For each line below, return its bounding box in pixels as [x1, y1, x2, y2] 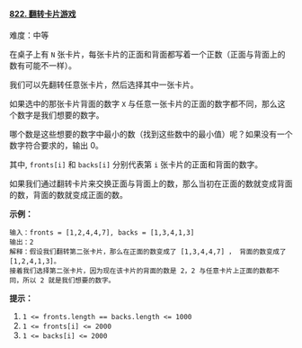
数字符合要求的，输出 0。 [9, 140, 103, 151]
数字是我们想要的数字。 [16, 110, 104, 120]
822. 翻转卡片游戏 [9, 8, 76, 19]
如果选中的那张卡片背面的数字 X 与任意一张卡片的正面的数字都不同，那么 [9, 99, 279, 110]
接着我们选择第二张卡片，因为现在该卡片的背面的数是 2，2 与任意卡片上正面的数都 [9, 266, 273, 276]
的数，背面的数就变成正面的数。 [9, 190, 128, 201]
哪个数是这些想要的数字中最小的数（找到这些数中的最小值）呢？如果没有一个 [9, 129, 293, 139]
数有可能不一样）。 [9, 60, 76, 71]
